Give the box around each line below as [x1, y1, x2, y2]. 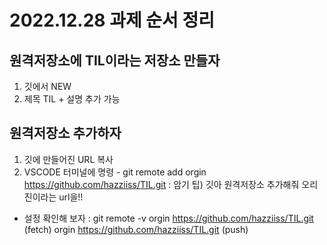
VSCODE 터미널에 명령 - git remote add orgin [23, 166, 207, 178]
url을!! [58, 191, 84, 203]
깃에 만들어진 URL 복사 [23, 153, 114, 165]
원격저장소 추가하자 [9, 125, 122, 142]
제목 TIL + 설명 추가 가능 [23, 93, 121, 105]
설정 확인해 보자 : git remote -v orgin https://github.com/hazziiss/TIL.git [23, 212, 314, 224]
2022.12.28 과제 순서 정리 [9, 9, 215, 32]
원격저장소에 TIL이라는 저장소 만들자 [9, 52, 221, 69]
